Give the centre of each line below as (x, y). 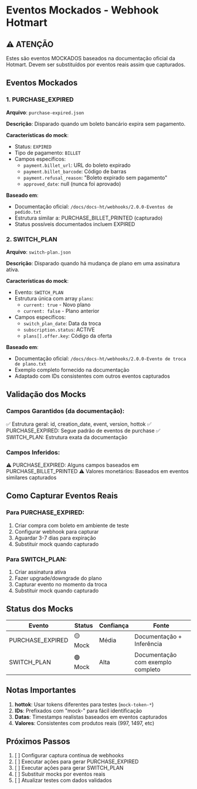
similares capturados (31, 477)
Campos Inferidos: (33, 452)
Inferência (148, 644)
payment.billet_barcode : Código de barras (75, 171)
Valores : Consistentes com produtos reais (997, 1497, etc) (84, 723)
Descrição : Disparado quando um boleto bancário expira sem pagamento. (96, 124)
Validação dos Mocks (46, 394)
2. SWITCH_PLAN (32, 239)
